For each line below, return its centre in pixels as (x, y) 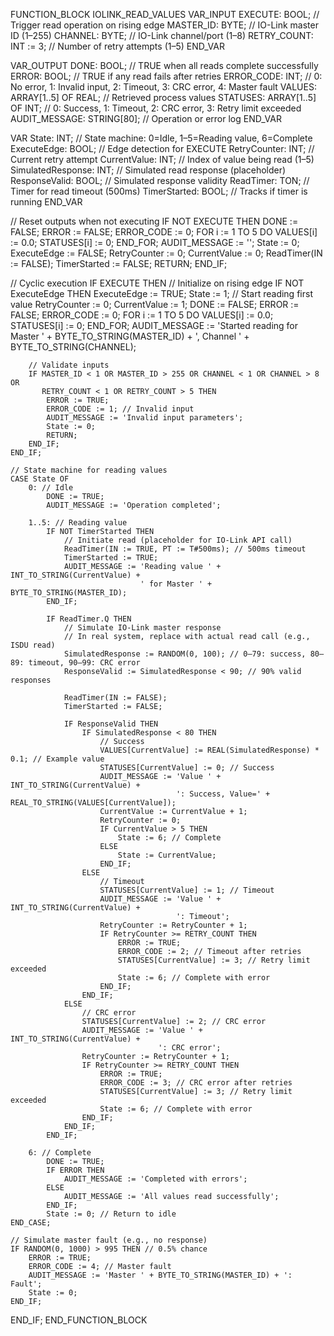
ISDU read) (33, 645)
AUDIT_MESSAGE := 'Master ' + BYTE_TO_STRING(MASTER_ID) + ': (160, 1275)
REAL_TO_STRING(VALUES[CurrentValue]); (93, 803)
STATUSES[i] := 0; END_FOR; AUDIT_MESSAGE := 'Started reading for (154, 325)
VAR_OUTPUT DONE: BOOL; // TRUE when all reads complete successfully (164, 65)
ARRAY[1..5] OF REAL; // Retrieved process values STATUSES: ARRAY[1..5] (163, 97)
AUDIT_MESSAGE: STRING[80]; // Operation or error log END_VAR (146, 118)
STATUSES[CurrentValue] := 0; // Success (187, 768)
